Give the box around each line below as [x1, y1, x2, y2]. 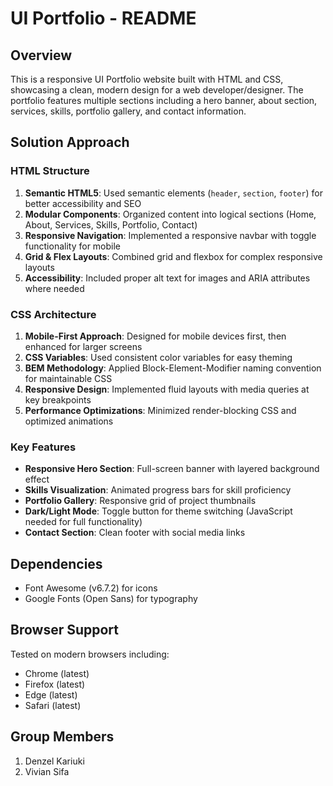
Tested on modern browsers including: [10, 648, 170, 660]
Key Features [10, 440, 77, 454]
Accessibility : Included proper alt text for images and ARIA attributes [24, 272, 311, 284]
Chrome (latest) [24, 667, 90, 679]
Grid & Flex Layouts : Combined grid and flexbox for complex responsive [24, 250, 323, 262]
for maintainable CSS [24, 372, 113, 384]
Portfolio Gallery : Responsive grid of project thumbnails [24, 495, 257, 507]
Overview [10, 47, 73, 64]
